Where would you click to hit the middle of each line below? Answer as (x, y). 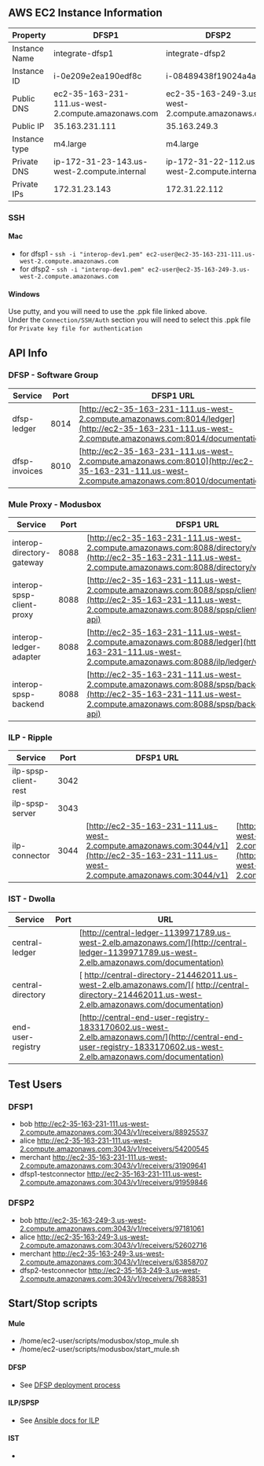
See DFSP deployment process (70, 1385)
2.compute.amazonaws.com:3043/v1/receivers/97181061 (112, 1228)
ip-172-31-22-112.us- (213, 161)
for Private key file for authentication (75, 328)
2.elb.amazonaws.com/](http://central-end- (161, 1036)
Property (29, 35)
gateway (28, 563)
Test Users (35, 1085)
